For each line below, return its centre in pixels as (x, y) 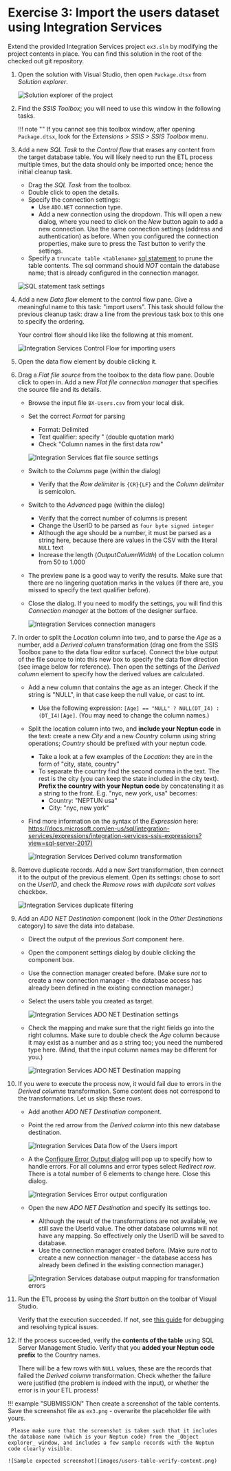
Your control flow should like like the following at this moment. (106, 335)
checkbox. (33, 891)
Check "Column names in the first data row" (101, 444)
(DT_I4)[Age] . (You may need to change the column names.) (124, 715)
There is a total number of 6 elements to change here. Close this (119, 1173)
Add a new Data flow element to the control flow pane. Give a (105, 299)
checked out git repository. (46, 61)
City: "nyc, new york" (79, 808)
